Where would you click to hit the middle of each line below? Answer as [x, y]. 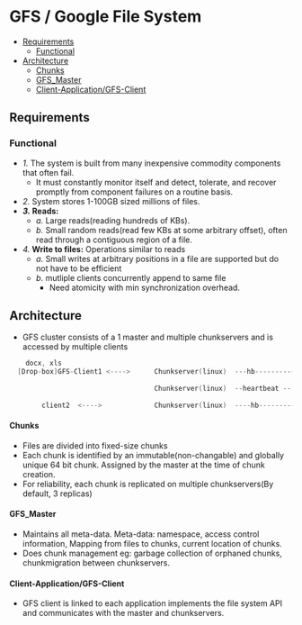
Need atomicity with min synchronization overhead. [145, 287]
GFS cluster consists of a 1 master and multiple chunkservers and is [148, 337]
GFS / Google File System [106, 17]
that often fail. [48, 172]
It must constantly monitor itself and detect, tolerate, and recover [156, 182]
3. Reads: [40, 211]
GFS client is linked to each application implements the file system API [152, 603]
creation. [39, 474]
